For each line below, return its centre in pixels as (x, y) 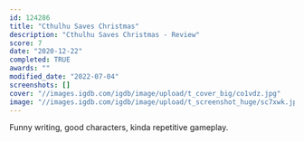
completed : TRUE (40, 60)
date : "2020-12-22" (46, 52)
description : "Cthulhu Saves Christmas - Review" (105, 34)
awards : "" (30, 69)
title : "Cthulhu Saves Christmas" (75, 26)
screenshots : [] (40, 85)
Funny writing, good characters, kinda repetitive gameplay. (119, 128)
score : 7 (26, 43)
